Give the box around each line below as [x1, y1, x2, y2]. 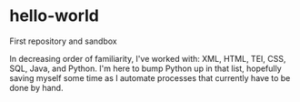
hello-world [9, 5, 100, 26]
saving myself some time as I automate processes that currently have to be [9, 72, 291, 83]
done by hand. [9, 82, 64, 93]
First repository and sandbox [9, 36, 117, 46]
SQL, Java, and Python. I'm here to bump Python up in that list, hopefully [9, 63, 282, 74]
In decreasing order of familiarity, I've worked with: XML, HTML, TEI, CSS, [9, 53, 286, 64]
